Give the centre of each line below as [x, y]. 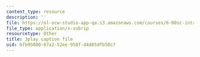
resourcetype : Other [32, 34]
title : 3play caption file [40, 39]
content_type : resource [36, 12]
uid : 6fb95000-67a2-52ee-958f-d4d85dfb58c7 [61, 45]
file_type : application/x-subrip [48, 28]
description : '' [26, 17]
